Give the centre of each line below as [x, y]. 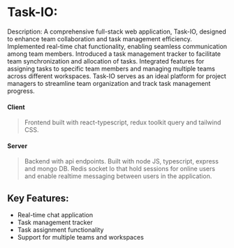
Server [17, 146]
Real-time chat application [55, 215]
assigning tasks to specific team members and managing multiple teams [111, 68]
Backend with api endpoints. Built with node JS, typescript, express [121, 161]
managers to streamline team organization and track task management [109, 83]
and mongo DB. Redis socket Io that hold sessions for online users [119, 169]
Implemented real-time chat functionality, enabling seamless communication [117, 46]
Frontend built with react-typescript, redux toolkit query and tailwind [123, 122]
